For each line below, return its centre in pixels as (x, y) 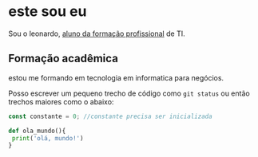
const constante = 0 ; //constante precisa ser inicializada (111, 116)
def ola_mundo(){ (37, 131)
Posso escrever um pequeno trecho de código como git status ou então (129, 93)
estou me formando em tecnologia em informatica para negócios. (116, 77)
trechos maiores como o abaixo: (61, 101)
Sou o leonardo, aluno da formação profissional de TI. (97, 33)
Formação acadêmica (63, 59)
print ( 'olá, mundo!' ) (48, 138)
